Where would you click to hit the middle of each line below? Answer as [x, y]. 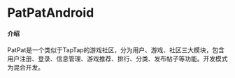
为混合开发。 [26, 68]
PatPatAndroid [51, 13]
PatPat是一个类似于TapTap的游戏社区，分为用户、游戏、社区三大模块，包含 [116, 50]
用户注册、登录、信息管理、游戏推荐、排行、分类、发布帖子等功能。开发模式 [117, 59]
